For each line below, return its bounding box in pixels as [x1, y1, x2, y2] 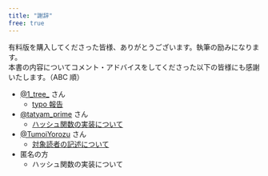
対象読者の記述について [31, 139, 110, 149]
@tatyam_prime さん [19, 109, 89, 118]
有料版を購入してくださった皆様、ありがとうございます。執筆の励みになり [8, 42, 253, 52]
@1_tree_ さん [19, 89, 66, 98]
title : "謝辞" [8, 11, 54, 20]
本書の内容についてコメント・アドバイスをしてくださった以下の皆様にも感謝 [8, 62, 260, 72]
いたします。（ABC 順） [8, 72, 84, 82]
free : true [8, 19, 45, 27]
